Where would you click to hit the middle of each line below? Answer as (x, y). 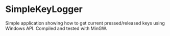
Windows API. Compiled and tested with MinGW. (56, 28)
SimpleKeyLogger (44, 9)
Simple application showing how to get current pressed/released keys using (85, 23)
